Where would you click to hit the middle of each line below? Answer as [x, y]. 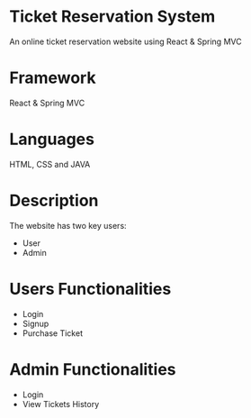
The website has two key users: [68, 225]
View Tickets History [61, 404]
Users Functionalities [90, 289]
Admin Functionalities [93, 369]
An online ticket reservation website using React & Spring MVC [126, 41]
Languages [52, 139]
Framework [53, 78]
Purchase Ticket [53, 333]
